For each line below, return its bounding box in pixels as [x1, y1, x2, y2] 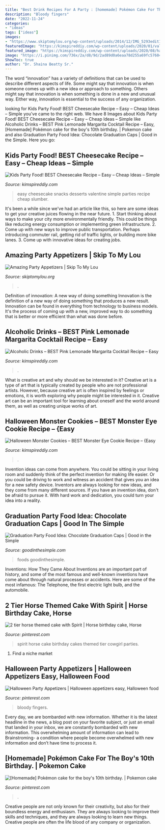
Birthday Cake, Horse [5, 609, 72, 617]
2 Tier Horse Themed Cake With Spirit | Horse [5, 601, 148, 610]
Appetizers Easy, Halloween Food [5, 673, 110, 681]
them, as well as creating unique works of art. [5, 403, 98, 409]
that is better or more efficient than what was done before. [5, 313, 124, 319]
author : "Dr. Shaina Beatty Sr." [5, 62, 74, 67]
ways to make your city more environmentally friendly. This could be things [5, 216, 157, 222]
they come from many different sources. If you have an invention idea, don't [5, 487, 159, 493]
